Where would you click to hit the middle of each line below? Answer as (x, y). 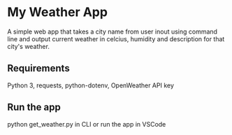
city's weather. (29, 46)
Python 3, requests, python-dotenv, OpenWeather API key (91, 85)
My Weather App (58, 12)
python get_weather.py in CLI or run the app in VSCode (87, 124)
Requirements (38, 68)
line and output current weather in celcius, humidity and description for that (116, 38)
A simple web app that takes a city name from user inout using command (113, 31)
